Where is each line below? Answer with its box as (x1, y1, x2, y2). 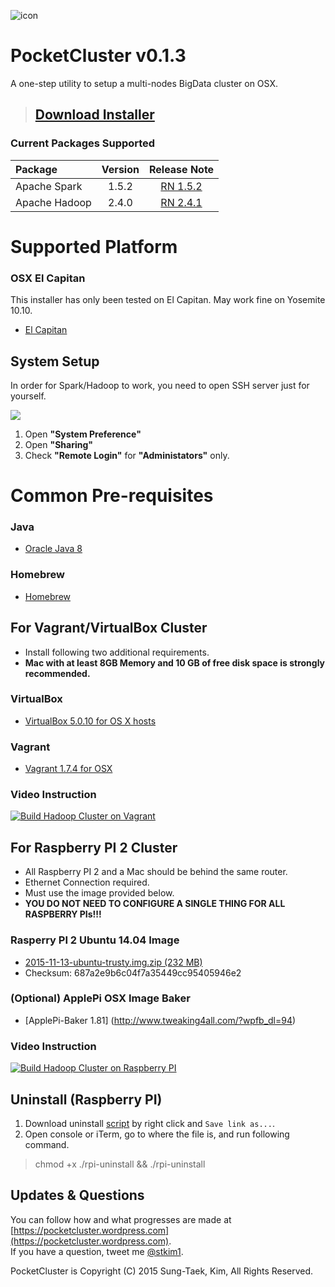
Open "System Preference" (24, 428, 142, 440)
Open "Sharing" (24, 438, 94, 450)
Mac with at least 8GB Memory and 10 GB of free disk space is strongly (24, 656, 326, 669)
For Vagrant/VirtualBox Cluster (10, 620, 208, 637)
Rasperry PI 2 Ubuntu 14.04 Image (10, 933, 180, 947)
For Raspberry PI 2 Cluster (10, 839, 178, 856)
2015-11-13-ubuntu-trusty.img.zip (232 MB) (24, 956, 203, 968)
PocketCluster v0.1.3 (10, 45, 187, 67)
